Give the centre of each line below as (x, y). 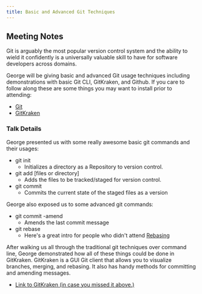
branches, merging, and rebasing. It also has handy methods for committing (101, 266)
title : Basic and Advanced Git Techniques (61, 12)
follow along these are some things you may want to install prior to (89, 89)
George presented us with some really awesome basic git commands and (98, 142)
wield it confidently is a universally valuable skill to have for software (92, 58)
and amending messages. (39, 273)
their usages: (23, 149)
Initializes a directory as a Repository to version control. (93, 167)
